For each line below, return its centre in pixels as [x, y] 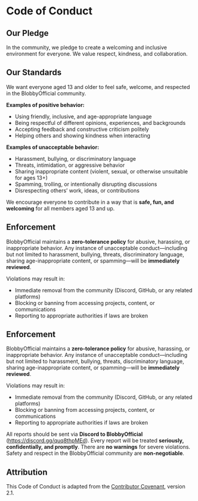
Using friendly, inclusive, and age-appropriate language [83, 116]
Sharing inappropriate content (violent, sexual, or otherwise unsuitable [101, 171]
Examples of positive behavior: [45, 105]
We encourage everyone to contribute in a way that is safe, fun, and [90, 202]
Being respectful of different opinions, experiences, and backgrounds [100, 123]
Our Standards [34, 73]
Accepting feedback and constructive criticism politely [82, 129]
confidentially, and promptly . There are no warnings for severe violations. [98, 447]
